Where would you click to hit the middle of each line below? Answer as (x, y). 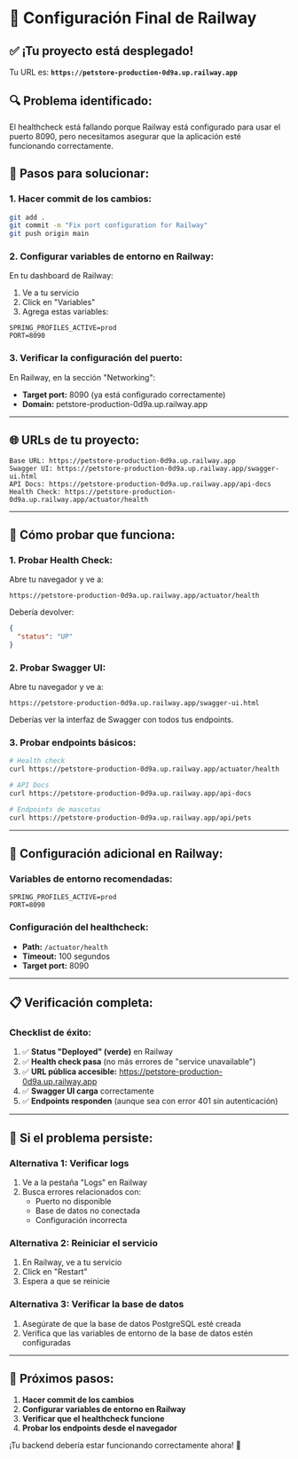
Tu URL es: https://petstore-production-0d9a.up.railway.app (123, 72)
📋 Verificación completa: (81, 1003)
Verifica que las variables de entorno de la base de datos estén (137, 1333)
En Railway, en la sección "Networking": (82, 377)
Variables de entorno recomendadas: (91, 879)
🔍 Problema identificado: (81, 101)
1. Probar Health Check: (61, 560)
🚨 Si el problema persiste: (81, 1137)
